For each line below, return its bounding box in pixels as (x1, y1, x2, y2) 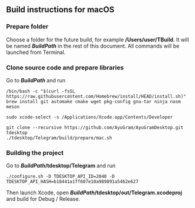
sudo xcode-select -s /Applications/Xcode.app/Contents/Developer (6, 114, 173, 120)
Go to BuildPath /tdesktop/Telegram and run (6, 162, 116, 169)
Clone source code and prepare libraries (6, 63, 124, 72)
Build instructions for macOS (6, 5, 115, 15)
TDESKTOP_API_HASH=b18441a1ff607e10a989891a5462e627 (6, 179, 139, 185)
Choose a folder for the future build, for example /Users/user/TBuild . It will (6, 36, 189, 43)
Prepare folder (6, 23, 48, 31)
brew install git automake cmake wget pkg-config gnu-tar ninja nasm (6, 98, 181, 104)
